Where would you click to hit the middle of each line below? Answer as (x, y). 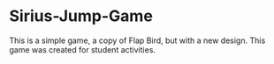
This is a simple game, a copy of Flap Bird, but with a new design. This (137, 40)
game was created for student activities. (83, 49)
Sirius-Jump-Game (81, 16)
